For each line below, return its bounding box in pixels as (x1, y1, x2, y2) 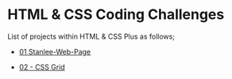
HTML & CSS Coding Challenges (7, 6, 225, 24)
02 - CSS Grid (18, 62, 65, 72)
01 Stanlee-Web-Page (18, 47, 91, 56)
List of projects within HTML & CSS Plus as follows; (7, 32, 176, 41)
